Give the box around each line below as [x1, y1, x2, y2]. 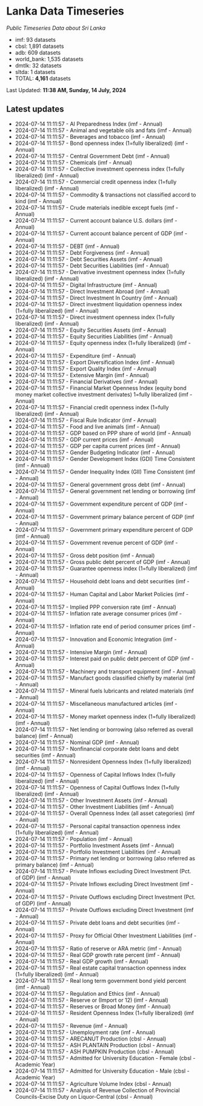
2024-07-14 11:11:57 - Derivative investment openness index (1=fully [15, 268, 185, 275]
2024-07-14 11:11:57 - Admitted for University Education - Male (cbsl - [15, 1067, 190, 1074]
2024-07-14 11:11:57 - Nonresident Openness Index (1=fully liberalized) [15, 758, 192, 765]
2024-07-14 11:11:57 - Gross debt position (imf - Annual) [15, 552, 155, 559]
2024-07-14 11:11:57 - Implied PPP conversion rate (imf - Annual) [15, 603, 177, 611]
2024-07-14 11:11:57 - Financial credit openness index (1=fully [15, 403, 169, 411]
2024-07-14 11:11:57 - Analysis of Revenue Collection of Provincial [15, 1087, 180, 1094]
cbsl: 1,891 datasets [15, 42, 64, 50]
